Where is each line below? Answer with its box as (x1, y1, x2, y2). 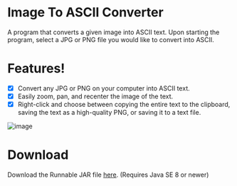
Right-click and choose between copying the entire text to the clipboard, (17, 100, 231, 108)
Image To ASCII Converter (7, 4, 164, 21)
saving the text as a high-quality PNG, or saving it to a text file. (17, 108, 201, 117)
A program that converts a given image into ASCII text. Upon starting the (7, 28, 220, 36)
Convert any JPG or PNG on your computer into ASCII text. (17, 83, 190, 93)
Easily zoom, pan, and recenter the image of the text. (17, 92, 174, 100)
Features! (7, 61, 65, 77)
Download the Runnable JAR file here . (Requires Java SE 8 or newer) (7, 170, 209, 179)
